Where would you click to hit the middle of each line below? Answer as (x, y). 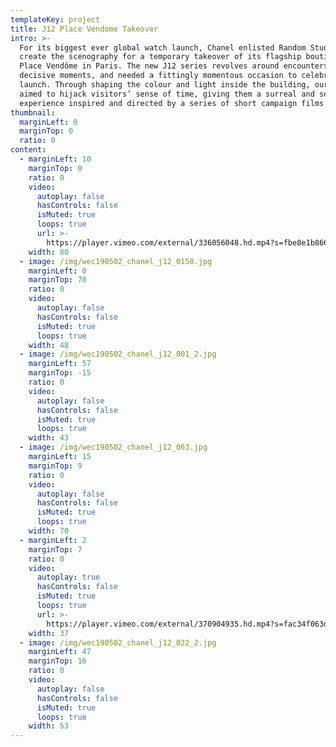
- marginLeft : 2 (53, 540)
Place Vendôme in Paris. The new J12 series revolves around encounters (174, 66)
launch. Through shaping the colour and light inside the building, (165, 85)
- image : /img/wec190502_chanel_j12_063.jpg (113, 447)
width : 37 (49, 633)
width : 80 (49, 252)
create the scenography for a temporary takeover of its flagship (160, 57)
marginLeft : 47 (60, 652)
